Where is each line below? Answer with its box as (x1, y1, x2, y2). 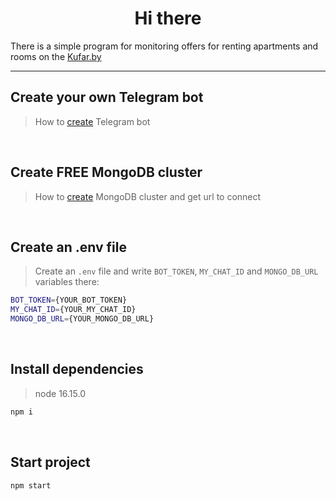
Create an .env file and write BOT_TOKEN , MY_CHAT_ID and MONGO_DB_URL (34, 265, 319, 277)
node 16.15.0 (34, 387, 86, 399)
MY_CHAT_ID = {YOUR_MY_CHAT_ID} (10, 305, 137, 315)
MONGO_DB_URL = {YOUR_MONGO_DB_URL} (10, 314, 155, 324)
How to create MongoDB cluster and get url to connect (34, 190, 262, 202)
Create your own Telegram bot (10, 89, 204, 106)
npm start (10, 480, 52, 491)
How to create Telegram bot (34, 115, 151, 127)
